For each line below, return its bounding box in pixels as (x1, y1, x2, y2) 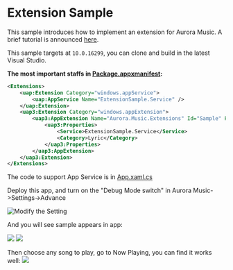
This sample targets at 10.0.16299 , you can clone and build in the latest (7, 49, 210, 57)
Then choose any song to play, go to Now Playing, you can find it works (7, 248, 212, 257)
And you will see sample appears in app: (7, 221, 123, 229)
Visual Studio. (7, 56, 47, 64)
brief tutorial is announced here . (7, 35, 99, 43)
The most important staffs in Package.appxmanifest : (7, 69, 163, 78)
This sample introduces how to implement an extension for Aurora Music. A (7, 28, 223, 36)
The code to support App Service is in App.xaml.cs (7, 173, 153, 181)
